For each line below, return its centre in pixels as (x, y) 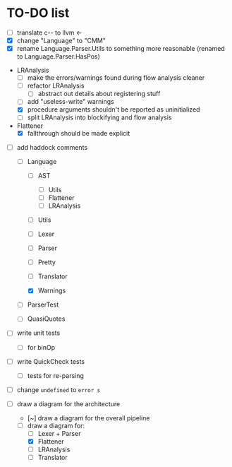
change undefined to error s (59, 389)
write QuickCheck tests (51, 361)
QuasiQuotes (46, 319)
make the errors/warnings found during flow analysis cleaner (116, 78)
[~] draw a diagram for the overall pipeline (88, 418)
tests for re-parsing (55, 375)
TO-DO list (38, 13)
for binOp (41, 347)
